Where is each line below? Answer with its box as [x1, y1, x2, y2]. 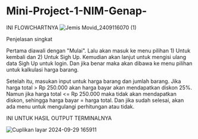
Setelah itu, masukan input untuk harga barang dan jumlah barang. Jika [6, 78, 181, 85]
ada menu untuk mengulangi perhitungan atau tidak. [6, 103, 135, 110]
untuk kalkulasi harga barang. [6, 66, 79, 73]
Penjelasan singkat [6, 35, 52, 42]
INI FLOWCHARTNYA [6, 24, 58, 31]
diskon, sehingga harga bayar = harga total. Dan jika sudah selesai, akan [6, 97, 184, 104]
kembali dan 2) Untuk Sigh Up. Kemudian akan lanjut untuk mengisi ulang [6, 53, 187, 60]
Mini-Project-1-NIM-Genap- [6, 4, 147, 18]
